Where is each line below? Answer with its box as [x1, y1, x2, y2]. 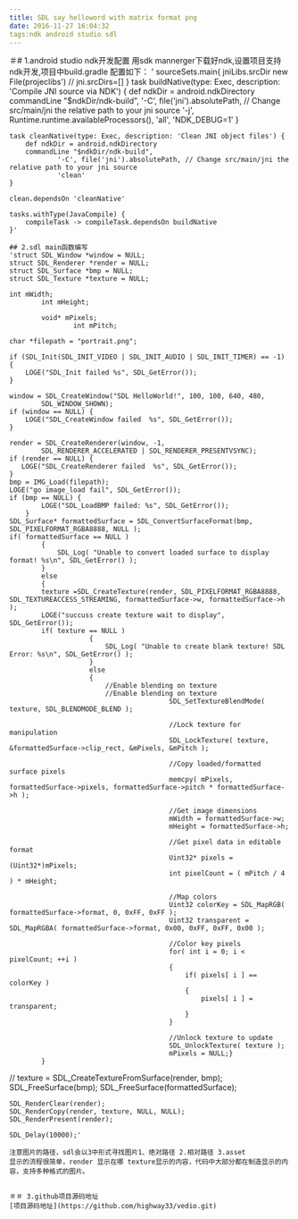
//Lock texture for [169, 721, 242, 730]
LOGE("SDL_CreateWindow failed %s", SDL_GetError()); [25, 415, 234, 425]
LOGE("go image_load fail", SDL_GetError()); [9, 486, 181, 495]
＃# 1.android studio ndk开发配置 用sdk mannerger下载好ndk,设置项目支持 [9, 55, 282, 66]
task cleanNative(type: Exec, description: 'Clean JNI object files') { [9, 131, 286, 141]
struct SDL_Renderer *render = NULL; [9, 258, 150, 268]
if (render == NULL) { [9, 454, 94, 463]
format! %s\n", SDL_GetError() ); [9, 556, 138, 565]
